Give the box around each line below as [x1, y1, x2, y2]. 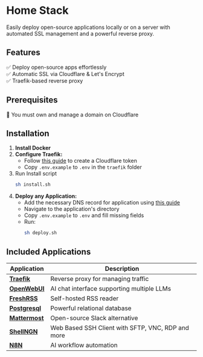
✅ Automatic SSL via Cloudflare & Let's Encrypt [6, 70, 125, 77]
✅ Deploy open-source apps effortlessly [6, 63, 107, 71]
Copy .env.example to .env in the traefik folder [24, 163, 142, 171]
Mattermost [9, 314, 44, 322]
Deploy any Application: [14, 192, 77, 200]
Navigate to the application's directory [24, 206, 120, 213]
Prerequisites [6, 95, 58, 106]
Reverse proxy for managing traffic [50, 274, 149, 283]
